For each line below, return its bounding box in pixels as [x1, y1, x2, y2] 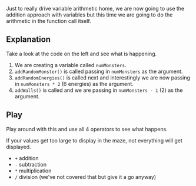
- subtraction [14, 161, 47, 168]
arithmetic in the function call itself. [6, 18, 91, 24]
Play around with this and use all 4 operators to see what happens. [6, 125, 168, 132]
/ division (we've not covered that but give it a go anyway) [14, 173, 157, 180]
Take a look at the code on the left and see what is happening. [6, 50, 157, 57]
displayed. [6, 143, 31, 150]
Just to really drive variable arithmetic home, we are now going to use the [6, 5, 185, 12]
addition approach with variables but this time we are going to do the [6, 11, 173, 18]
